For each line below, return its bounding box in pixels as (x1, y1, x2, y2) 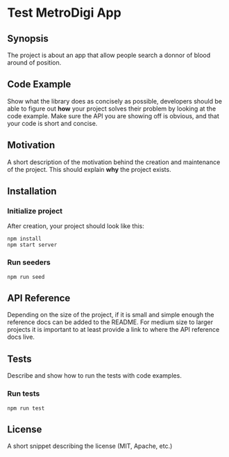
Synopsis (7, 33, 49, 45)
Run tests (7, 389, 40, 399)
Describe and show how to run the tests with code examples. (7, 371, 182, 380)
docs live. (7, 332, 35, 342)
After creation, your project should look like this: (7, 222, 144, 230)
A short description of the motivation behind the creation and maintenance (7, 158, 221, 166)
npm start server (7, 241, 58, 248)
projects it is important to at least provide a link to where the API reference (7, 326, 220, 334)
